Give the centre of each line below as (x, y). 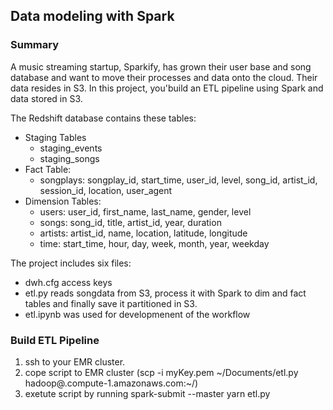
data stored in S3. (46, 98)
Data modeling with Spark (92, 16)
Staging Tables (55, 137)
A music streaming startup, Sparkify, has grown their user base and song (161, 66)
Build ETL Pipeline (55, 340)
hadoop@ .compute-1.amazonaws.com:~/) (111, 383)
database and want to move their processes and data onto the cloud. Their (164, 77)
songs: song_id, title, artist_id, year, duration (130, 222)
